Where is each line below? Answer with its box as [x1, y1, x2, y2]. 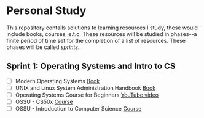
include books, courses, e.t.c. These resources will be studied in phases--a [6, 30, 197, 37]
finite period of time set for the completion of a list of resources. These [6, 37, 186, 44]
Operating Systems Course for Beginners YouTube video [15, 91, 159, 98]
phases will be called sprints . [6, 43, 80, 51]
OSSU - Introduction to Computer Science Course [15, 105, 142, 112]
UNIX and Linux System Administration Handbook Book [15, 84, 156, 92]
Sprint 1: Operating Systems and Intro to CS [6, 61, 176, 72]
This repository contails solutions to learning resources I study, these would [6, 24, 198, 31]
